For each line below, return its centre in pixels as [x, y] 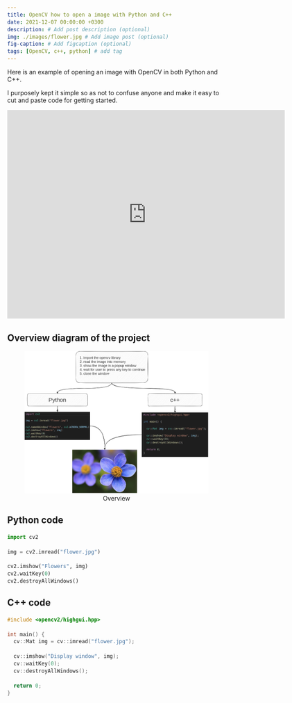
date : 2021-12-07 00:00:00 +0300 [55, 22]
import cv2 [23, 537]
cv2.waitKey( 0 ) [29, 574]
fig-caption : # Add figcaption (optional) [69, 44]
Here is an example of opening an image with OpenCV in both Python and [113, 72]
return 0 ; [27, 686]
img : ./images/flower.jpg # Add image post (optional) [88, 37]
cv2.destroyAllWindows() [43, 581]
